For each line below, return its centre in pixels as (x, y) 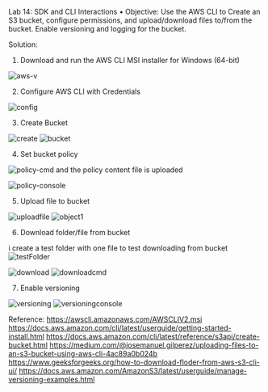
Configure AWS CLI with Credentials (80, 91)
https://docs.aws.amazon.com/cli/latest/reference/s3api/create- (153, 336)
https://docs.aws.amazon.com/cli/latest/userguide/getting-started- (120, 328)
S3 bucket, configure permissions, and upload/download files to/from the (130, 20)
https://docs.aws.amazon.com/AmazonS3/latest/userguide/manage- (133, 371)
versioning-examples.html (52, 379)
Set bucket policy (49, 154)
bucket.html (28, 345)
